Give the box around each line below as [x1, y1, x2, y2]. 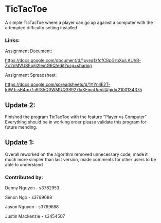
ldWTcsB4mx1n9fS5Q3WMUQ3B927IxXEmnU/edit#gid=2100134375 [5, 87, 143, 93]
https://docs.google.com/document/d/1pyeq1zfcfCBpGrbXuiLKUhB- [5, 58, 141, 63]
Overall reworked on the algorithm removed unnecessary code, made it [5, 151, 148, 157]
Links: [5, 37, 20, 43]
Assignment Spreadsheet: [5, 72, 57, 78]
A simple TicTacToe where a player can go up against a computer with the [5, 20, 153, 25]
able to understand [5, 162, 43, 167]
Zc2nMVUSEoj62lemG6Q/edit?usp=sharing [5, 62, 92, 69]
